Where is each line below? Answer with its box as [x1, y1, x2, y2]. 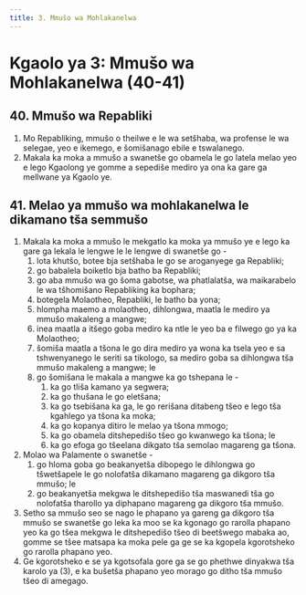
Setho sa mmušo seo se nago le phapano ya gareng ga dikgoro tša [22, 507, 275, 518]
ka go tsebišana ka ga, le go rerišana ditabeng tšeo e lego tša [49, 401, 281, 412]
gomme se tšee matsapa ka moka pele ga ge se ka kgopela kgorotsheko [22, 537, 295, 548]
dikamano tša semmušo [9, 212, 149, 228]
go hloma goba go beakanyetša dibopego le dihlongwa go [36, 459, 256, 470]
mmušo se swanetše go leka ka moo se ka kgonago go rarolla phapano [22, 517, 290, 528]
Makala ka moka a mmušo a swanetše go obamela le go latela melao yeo [22, 151, 297, 162]
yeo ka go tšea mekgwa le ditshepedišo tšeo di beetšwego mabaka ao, [22, 527, 290, 538]
